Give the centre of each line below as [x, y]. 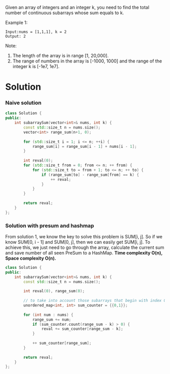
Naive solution [23, 103]
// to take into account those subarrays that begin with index [93, 301]
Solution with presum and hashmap [50, 226]
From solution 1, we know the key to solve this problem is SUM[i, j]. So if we [84, 237]
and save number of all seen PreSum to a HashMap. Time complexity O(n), [84, 253]
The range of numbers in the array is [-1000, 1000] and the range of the [87, 61]
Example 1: [16, 23]
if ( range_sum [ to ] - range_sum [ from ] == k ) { [90, 175]
